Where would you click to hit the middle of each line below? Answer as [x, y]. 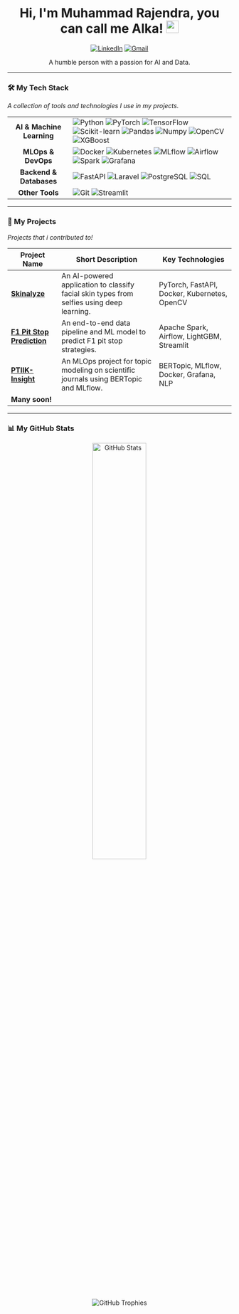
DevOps [38, 161]
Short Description [106, 259]
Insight [23, 378]
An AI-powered [87, 275]
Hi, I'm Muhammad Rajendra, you [119, 13]
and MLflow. [82, 388]
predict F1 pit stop [92, 341]
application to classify [98, 285]
